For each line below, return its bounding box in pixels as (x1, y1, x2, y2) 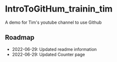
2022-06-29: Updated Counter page (12, 51, 86, 57)
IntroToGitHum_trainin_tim (5, 3, 113, 15)
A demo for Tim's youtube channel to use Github (5, 19, 102, 25)
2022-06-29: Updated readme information (12, 46, 97, 52)
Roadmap (5, 33, 35, 42)
